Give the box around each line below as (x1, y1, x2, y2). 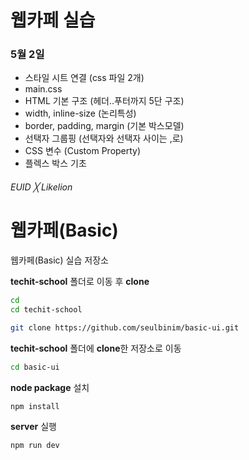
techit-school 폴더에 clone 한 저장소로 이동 (10, 342, 182, 354)
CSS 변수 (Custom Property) (24, 145, 142, 157)
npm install (10, 401, 60, 411)
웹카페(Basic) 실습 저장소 (10, 254, 109, 266)
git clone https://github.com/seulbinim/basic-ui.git (10, 322, 240, 333)
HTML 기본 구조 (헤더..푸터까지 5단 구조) (24, 95, 185, 107)
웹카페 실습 (10, 9, 96, 32)
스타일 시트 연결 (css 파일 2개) (24, 72, 145, 84)
